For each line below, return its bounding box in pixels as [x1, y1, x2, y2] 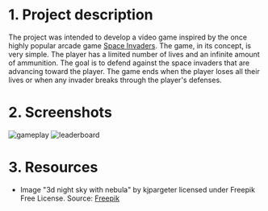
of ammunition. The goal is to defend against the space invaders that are [8, 58, 250, 68]
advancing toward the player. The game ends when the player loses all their [8, 66, 260, 76]
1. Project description [8, 6, 153, 24]
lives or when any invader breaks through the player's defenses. [8, 75, 222, 85]
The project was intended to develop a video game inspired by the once [8, 32, 248, 42]
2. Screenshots [8, 103, 113, 122]
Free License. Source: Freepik [19, 193, 119, 203]
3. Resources [8, 159, 98, 176]
